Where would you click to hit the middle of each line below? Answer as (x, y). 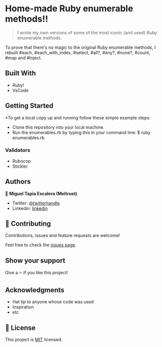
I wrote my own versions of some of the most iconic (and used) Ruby (87, 32)
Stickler (20, 166)
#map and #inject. (23, 58)
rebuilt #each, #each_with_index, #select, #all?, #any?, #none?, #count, (78, 53)
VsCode (20, 90)
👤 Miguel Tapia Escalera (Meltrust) (41, 193)
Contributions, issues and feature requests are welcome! (63, 235)
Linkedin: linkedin (30, 208)
